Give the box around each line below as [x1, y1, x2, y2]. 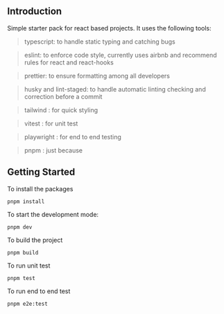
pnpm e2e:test [7, 300, 49, 307]
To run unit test [7, 261, 51, 270]
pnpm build [7, 249, 39, 256]
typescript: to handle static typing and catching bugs [24, 37, 175, 46]
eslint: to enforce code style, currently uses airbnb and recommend [24, 51, 217, 59]
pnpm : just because [24, 146, 83, 155]
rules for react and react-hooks [24, 58, 114, 67]
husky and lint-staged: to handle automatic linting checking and [24, 85, 206, 93]
